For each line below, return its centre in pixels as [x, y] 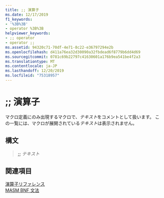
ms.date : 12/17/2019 [27, 15]
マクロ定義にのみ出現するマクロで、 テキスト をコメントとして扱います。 [80, 117]
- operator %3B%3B [24, 29]
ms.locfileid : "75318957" [32, 76]
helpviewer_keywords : [28, 33]
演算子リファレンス [25, 184]
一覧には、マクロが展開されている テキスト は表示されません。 [73, 123]
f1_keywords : [19, 19]
